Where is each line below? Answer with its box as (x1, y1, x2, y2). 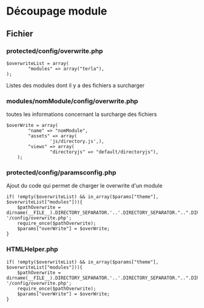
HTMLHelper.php (6, 245, 59, 253)
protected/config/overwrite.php (6, 47, 103, 55)
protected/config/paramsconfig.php (6, 168, 117, 177)
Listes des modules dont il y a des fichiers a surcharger (6, 81, 144, 89)
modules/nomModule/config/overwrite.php (6, 97, 138, 105)
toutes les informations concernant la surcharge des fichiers (6, 111, 157, 118)
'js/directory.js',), (49, 139, 104, 145)
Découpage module (6, 4, 107, 18)
